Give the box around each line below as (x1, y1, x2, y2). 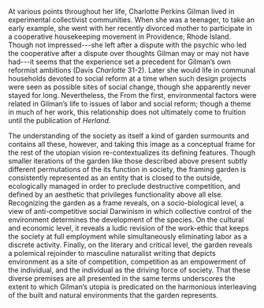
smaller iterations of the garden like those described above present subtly (8, 156, 248, 165)
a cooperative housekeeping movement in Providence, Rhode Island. (8, 32, 232, 41)
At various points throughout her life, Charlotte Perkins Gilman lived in (8, 7, 235, 16)
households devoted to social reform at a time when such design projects (8, 74, 247, 83)
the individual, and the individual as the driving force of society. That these (8, 265, 251, 275)
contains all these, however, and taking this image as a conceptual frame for (8, 140, 256, 148)
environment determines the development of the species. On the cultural (8, 215, 244, 224)
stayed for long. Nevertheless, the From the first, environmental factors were (8, 91, 257, 100)
